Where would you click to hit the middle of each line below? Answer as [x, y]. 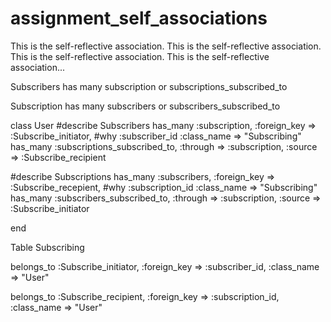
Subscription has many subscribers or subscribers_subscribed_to [145, 106]
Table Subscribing [47, 247]
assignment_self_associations [139, 18]
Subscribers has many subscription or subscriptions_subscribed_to [149, 86]
